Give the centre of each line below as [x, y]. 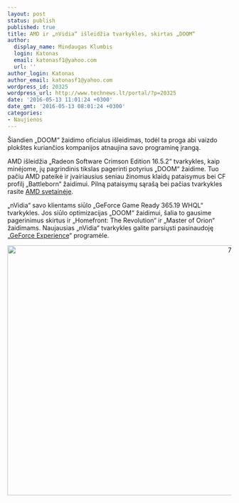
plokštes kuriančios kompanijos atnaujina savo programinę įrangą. [104, 147]
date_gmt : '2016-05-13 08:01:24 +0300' [67, 107]
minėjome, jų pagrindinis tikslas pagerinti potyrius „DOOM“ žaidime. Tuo [113, 168]
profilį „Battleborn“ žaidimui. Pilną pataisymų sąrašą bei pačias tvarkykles [115, 184]
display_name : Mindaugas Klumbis [63, 47]
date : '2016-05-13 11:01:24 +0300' [60, 100]
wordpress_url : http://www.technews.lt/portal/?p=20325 [92, 93]
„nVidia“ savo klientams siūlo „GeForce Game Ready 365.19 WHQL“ [106, 205]
